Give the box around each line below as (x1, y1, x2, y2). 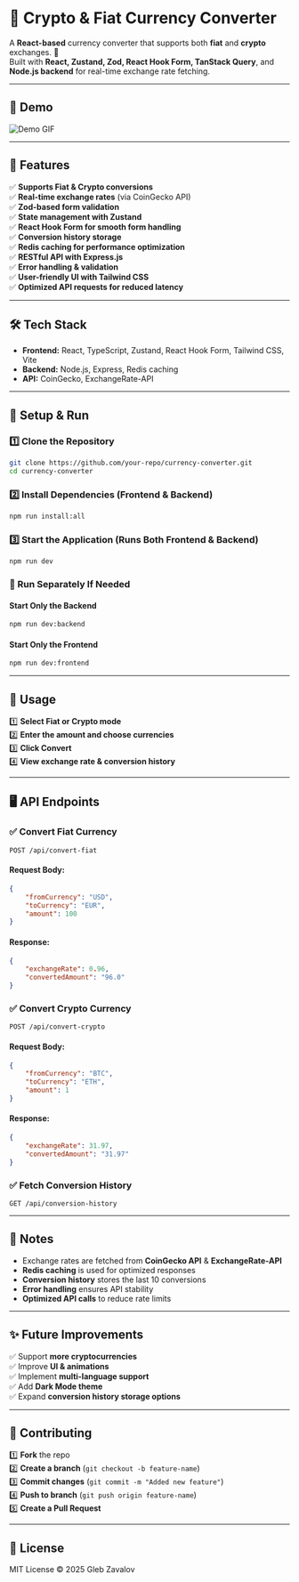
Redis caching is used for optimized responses (21, 1264, 196, 1275)
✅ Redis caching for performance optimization (9, 241, 185, 252)
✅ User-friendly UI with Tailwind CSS (9, 271, 149, 282)
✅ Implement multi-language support (9, 1370, 149, 1382)
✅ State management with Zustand (9, 211, 142, 222)
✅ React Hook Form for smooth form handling (9, 222, 182, 232)
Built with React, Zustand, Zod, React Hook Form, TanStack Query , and (9, 56, 274, 67)
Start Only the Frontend (9, 639, 99, 650)
